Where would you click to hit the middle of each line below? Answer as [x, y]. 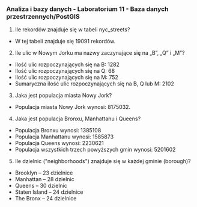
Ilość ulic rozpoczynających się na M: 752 [67, 78]
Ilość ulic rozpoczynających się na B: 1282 [67, 64]
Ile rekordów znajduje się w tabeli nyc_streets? [72, 29]
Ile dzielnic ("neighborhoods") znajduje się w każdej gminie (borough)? [103, 161]
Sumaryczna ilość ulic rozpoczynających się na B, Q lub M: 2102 [94, 84]
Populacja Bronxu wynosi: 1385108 [58, 131]
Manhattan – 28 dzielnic [44, 179]
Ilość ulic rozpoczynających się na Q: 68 [65, 71]
